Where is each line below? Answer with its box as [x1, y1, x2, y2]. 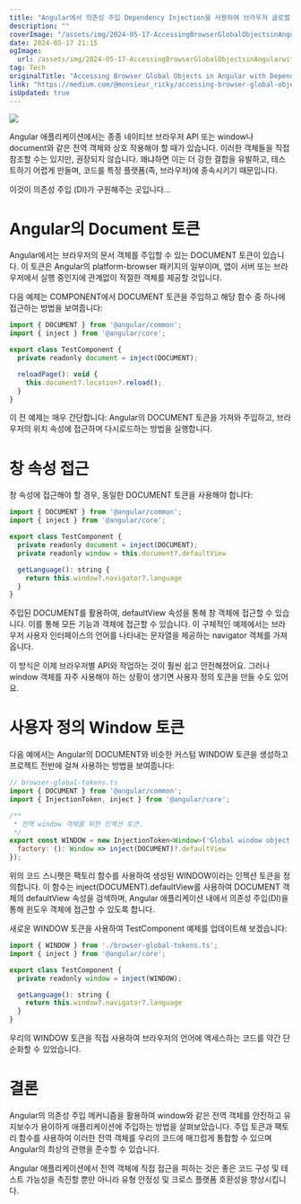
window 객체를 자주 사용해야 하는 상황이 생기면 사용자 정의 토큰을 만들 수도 [9, 671, 272, 683]
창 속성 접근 [9, 458, 90, 479]
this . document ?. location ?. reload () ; [25, 378, 163, 387]
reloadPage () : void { [17, 369, 99, 378]
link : [9, 80, 30, 89]
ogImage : [9, 47, 42, 56]
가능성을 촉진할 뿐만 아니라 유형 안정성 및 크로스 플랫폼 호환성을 [25, 1174, 248, 1184]
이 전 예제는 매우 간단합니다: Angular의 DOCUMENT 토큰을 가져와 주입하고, [9, 412, 275, 423]
